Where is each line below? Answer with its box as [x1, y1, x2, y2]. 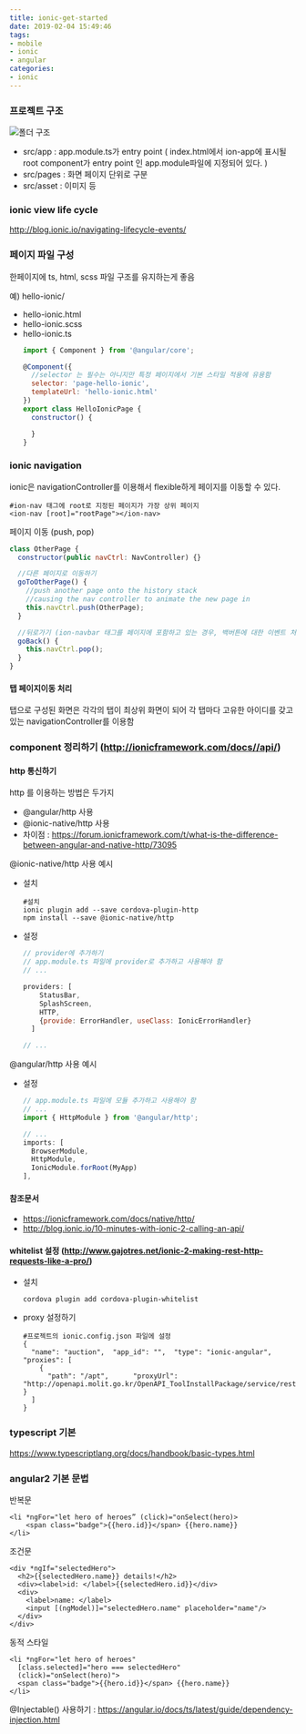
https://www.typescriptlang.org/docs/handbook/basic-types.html [9, 1447, 255, 1458]
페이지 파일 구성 [9, 249, 75, 261]
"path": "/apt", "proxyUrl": [46, 1372, 178, 1381]
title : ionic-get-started [9, 13, 107, 23]
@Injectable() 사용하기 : [9, 1704, 97, 1715]
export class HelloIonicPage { [22, 404, 142, 413]
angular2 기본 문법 [9, 1472, 89, 1484]
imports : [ [22, 1137, 65, 1147]
